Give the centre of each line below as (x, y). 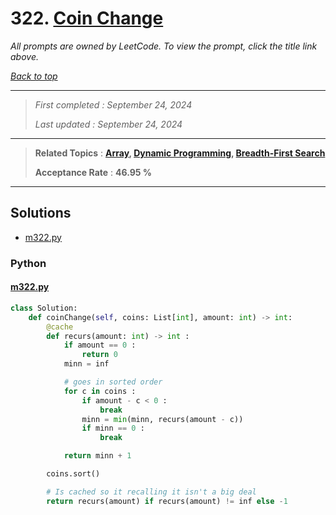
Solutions (41, 213)
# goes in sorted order (113, 382)
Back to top (34, 76)
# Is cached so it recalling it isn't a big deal (151, 492)
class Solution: (44, 308)
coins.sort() (73, 474)
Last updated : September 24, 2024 (108, 124)
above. (24, 56)
